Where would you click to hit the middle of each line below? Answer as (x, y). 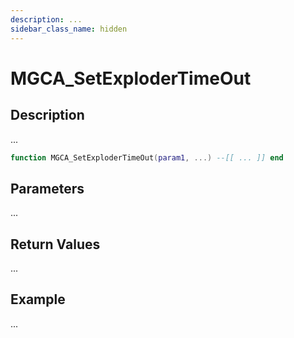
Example (38, 299)
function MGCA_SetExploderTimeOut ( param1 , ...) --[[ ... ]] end (147, 157)
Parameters (47, 188)
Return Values (55, 244)
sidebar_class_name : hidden (69, 29)
